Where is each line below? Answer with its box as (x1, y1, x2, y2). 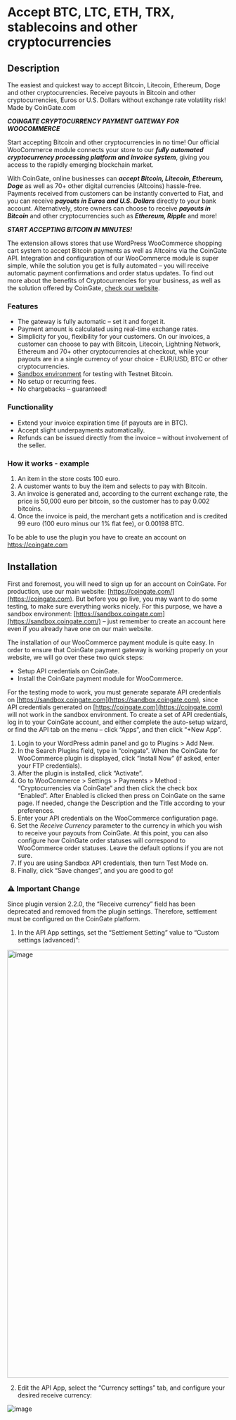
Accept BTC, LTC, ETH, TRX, (7, 4, 174, 20)
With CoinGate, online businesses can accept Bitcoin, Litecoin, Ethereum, (7, 174, 223, 182)
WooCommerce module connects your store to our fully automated (7, 146, 204, 154)
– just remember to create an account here (102, 617, 226, 625)
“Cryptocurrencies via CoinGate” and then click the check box (17, 783, 198, 792)
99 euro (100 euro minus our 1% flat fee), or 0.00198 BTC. (17, 519, 185, 528)
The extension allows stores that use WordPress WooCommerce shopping (7, 239, 223, 247)
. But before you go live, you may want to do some (72, 594, 218, 603)
